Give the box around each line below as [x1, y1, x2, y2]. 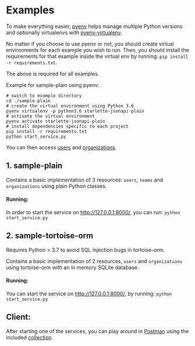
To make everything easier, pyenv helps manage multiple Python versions [6, 23, 183, 30]
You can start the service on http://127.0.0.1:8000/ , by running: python [6, 290, 172, 297]
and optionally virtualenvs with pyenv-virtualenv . [6, 29, 122, 36]
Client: [6, 312, 31, 322]
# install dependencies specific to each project [6, 123, 129, 129]
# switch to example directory [6, 93, 82, 99]
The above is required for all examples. [6, 70, 100, 77]
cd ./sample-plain [6, 97, 51, 104]
